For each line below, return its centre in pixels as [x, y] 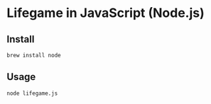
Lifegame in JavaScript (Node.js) [106, 13]
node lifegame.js [32, 93]
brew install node [34, 55]
